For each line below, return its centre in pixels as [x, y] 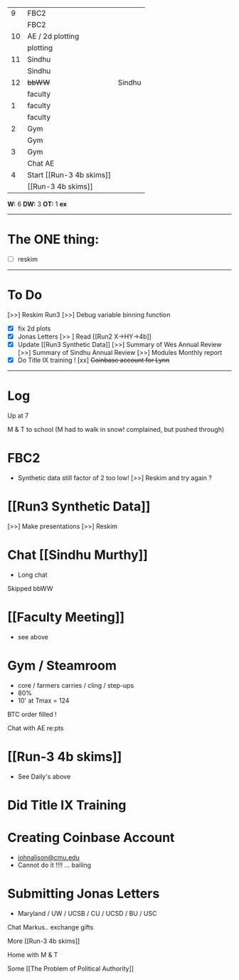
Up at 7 [18, 416]
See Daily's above [44, 776]
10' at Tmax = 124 [43, 701]
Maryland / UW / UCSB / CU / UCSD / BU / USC [87, 913]
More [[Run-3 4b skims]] [44, 941]
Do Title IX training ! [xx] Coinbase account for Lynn [94, 360]
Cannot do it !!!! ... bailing [54, 865]
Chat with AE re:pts [36, 728]
